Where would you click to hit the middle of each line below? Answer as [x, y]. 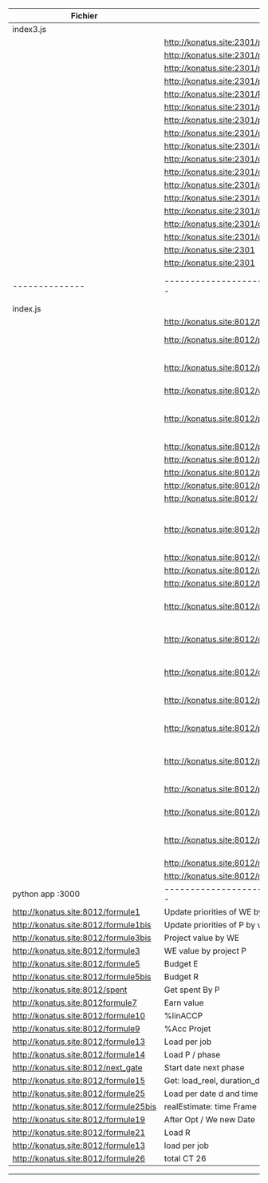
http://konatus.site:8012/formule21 [79, 1132]
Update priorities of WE [208, 912]
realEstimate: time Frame [210, 1107]
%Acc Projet [187, 1028]
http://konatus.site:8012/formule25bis [85, 1107]
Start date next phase [204, 1068]
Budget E [181, 964]
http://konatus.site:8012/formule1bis [82, 925]
